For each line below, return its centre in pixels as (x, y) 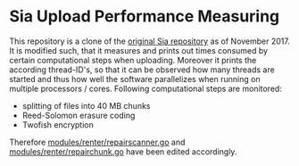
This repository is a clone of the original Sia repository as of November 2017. (149, 41)
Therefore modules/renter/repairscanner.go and (97, 142)
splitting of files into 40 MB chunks (86, 105)
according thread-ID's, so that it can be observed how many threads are (142, 70)
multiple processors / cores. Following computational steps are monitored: (146, 88)
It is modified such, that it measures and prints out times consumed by (139, 50)
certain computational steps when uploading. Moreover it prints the (133, 60)
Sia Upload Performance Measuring (145, 17)
